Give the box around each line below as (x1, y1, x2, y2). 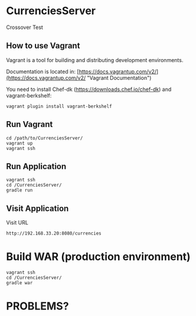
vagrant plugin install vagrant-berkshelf (6, 103, 112, 109)
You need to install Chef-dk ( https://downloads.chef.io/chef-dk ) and (6, 86, 172, 93)
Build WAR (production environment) (6, 250, 191, 263)
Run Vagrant (6, 119, 53, 129)
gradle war (6, 280, 33, 286)
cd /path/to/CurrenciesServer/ (6, 135, 83, 141)
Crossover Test (6, 24, 43, 31)
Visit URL (6, 219, 28, 226)
